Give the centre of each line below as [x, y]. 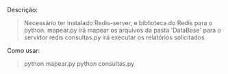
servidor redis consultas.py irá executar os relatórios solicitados [114, 37]
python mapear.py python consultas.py [79, 63]
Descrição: [22, 10]
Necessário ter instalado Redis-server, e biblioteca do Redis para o [118, 23]
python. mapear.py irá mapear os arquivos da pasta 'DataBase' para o [122, 30]
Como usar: [24, 51]
